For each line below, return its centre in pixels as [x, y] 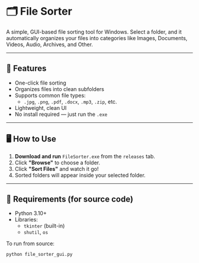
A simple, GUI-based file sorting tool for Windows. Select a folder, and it [94, 32]
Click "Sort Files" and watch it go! [57, 168]
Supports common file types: [50, 95]
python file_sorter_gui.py [39, 255]
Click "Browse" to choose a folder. [57, 163]
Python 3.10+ [31, 213]
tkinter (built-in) [44, 226]
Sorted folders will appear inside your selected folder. [80, 175]
